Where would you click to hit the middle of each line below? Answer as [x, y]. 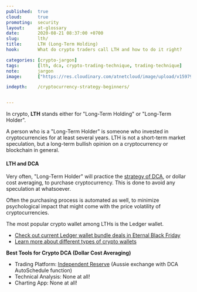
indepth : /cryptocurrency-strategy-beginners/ [68, 87]
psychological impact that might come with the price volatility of [84, 207]
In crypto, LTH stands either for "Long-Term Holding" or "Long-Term [89, 114]
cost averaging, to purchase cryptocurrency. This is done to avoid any [91, 183]
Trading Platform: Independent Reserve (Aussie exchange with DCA [96, 264]
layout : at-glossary [36, 28]
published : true [27, 11]
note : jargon [30, 71]
